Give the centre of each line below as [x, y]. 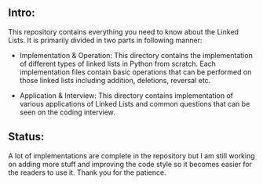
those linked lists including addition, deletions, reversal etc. [115, 80]
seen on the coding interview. [67, 112]
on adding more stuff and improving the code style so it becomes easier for [130, 164]
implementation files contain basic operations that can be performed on [135, 72]
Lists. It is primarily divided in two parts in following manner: [105, 40]
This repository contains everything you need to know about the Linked [124, 31]
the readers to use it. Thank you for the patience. [87, 172]
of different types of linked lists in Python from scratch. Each [117, 63]
